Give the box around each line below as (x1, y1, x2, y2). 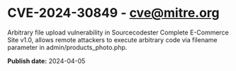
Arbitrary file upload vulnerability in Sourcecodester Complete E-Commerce (7, 28, 229, 37)
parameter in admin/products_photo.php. (7, 43, 128, 51)
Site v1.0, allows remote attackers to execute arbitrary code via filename (7, 35, 218, 44)
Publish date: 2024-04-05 (7, 56, 86, 65)
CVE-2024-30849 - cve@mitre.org (7, 5, 220, 21)
